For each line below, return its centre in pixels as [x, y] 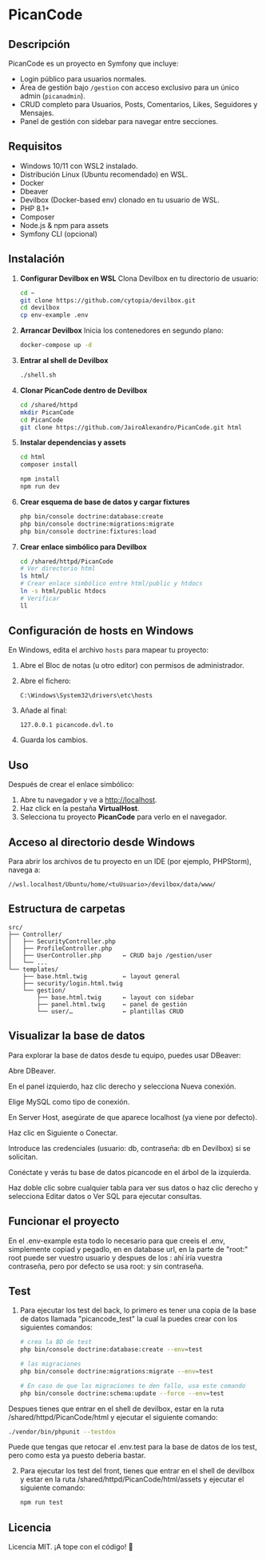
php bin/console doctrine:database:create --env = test [111, 1349]
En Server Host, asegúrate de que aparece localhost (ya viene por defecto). [133, 1117]
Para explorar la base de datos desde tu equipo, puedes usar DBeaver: [125, 1055]
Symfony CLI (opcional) [59, 234]
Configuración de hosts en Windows [101, 631]
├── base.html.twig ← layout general [101, 976]
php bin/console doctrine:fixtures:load [88, 531]
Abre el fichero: [46, 681]
